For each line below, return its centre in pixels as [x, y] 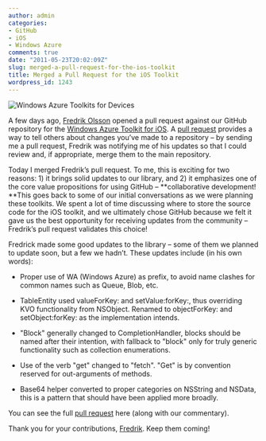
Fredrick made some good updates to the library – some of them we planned [133, 244]
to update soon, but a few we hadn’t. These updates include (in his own [125, 252]
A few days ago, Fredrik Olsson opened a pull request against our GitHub [128, 120]
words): [21, 261]
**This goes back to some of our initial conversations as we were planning [131, 195]
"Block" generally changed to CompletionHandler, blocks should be [130, 333]
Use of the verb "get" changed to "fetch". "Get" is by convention [125, 365]
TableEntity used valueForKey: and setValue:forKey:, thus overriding [131, 300]
